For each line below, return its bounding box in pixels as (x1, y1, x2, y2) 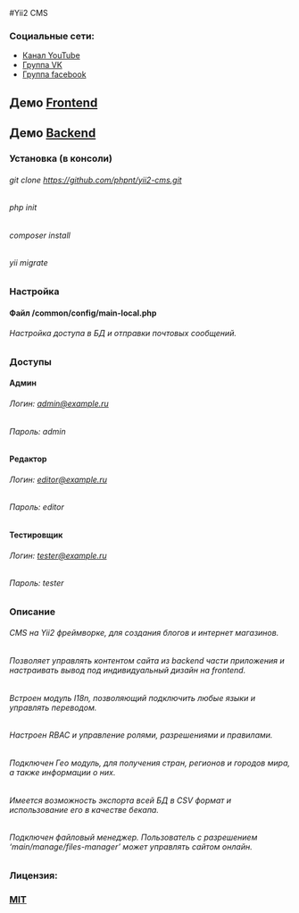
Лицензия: (9, 869, 58, 882)
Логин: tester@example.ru (9, 550, 107, 561)
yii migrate (9, 258, 49, 268)
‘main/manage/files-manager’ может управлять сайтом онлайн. (9, 841, 253, 852)
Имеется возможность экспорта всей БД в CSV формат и (9, 795, 232, 806)
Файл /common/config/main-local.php (9, 308, 157, 318)
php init (9, 202, 37, 213)
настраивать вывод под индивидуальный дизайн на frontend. (9, 665, 246, 676)
